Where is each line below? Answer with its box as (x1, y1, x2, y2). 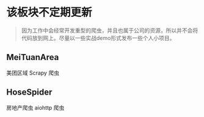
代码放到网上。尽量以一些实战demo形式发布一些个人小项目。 (21, 34, 175, 41)
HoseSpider (6, 87, 53, 98)
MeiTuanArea (6, 52, 59, 62)
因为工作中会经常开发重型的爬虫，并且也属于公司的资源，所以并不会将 (21, 27, 199, 34)
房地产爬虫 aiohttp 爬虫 (6, 104, 65, 111)
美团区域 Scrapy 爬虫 (6, 69, 60, 76)
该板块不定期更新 (6, 5, 93, 19)
